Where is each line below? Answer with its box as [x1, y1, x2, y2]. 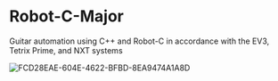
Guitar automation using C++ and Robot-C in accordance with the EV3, [9, 36, 270, 46]
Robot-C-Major [9, 6, 125, 27]
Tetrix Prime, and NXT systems [9, 45, 123, 55]
